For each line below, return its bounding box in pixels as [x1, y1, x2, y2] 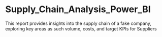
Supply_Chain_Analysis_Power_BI [5, 4, 151, 15]
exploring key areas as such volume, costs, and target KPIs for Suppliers [5, 25, 157, 31]
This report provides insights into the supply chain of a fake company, [5, 20, 151, 26]
